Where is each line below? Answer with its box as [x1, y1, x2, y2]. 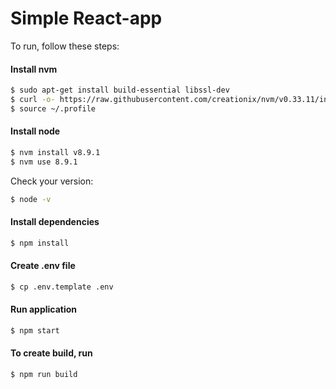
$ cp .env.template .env [10, 282, 114, 292]
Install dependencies [10, 216, 100, 228]
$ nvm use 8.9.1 [10, 157, 78, 167]
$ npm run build [10, 370, 78, 380]
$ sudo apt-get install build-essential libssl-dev [10, 85, 230, 96]
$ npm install [10, 238, 70, 248]
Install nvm [10, 63, 58, 75]
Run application [10, 303, 78, 316]
